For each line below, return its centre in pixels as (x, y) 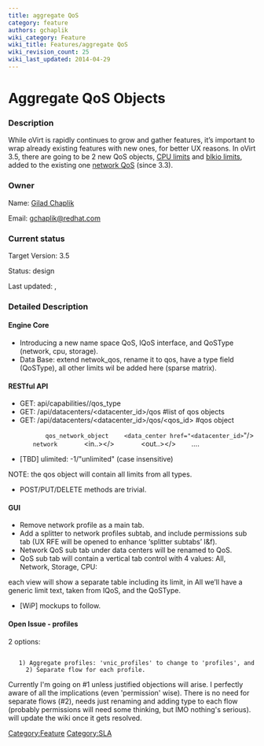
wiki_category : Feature (47, 37)
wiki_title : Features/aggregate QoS (68, 45)
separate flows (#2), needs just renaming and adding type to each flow (123, 701)
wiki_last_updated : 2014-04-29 (59, 60)
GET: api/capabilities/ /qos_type (70, 403)
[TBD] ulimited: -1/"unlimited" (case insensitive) (96, 459)
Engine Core (29, 325)
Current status (37, 239)
